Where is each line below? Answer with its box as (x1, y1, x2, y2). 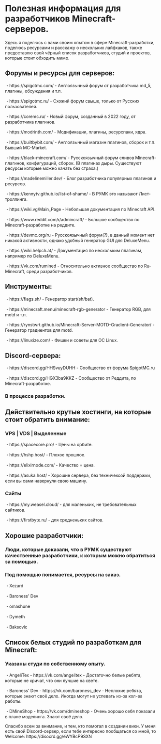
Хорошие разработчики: (5, 532, 84, 540)
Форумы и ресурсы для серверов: (5, 69, 115, 78)
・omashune (5, 603, 30, 609)
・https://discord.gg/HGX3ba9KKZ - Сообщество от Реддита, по (5, 375, 136, 381)
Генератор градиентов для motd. (5, 327, 73, 333)
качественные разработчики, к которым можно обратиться (5, 552, 156, 559)
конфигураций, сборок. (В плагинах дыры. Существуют (26, 160, 142, 166)
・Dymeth (5, 614, 25, 619)
